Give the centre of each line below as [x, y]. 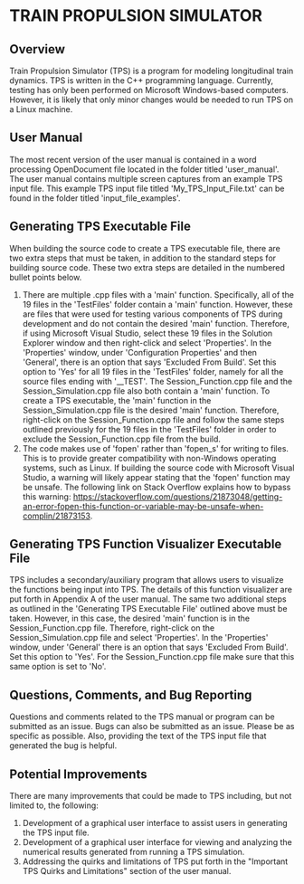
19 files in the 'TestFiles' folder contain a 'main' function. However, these [157, 304]
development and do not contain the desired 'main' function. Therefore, [156, 323]
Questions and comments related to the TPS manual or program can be [142, 717]
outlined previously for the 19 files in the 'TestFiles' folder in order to [149, 429]
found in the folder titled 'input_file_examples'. [95, 198]
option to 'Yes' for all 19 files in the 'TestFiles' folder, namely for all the [153, 371]
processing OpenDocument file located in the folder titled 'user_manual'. [144, 169]
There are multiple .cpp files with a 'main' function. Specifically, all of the [158, 294]
